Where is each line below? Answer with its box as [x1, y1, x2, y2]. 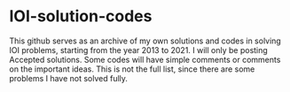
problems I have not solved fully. [9, 73, 129, 83]
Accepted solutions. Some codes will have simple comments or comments [9, 54, 281, 65]
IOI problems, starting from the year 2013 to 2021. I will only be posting [9, 44, 268, 55]
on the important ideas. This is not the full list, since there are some [9, 64, 255, 74]
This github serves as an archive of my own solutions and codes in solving [9, 35, 281, 46]
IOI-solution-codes [9, 6, 153, 27]
